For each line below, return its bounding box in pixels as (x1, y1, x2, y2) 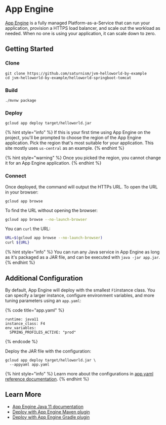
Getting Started (5, 45, 54, 53)
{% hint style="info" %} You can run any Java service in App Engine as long (5, 249, 160, 255)
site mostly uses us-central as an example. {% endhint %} (5, 145, 124, 151)
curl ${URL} (5, 240, 30, 245)
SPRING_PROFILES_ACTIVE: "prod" (9, 330, 77, 335)
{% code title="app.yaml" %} (5, 307, 65, 313)
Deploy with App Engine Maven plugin (12, 409, 90, 415)
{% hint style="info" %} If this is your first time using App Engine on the (5, 129, 151, 135)
